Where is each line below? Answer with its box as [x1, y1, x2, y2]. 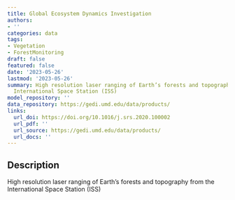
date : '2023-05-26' [7, 68, 64, 75]
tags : [7, 36, 23, 43]
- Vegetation [7, 43, 45, 49]
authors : [7, 17, 33, 24]
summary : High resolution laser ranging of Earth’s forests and [7, 82, 199, 89]
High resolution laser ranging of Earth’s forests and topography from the [7, 178, 215, 186]
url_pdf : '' [13, 120, 49, 128]
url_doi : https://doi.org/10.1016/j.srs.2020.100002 [13, 114, 171, 121]
